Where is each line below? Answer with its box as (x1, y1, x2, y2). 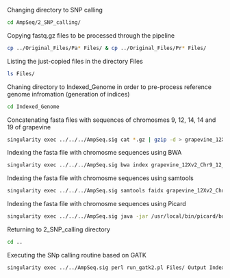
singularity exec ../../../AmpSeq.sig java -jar (7, 213, 149, 220)
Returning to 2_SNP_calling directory (7, 225, 111, 233)
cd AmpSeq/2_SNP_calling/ (7, 19, 81, 26)
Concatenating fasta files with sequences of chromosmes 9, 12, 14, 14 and (7, 116, 216, 124)
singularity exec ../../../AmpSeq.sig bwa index (7, 162, 149, 168)
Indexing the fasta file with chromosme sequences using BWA (7, 149, 182, 157)
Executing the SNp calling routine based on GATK (7, 251, 147, 259)
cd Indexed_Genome (7, 103, 60, 110)
